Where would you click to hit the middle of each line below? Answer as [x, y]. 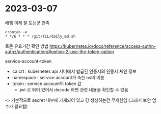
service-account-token [28, 61]
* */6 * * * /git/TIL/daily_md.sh [40, 36]
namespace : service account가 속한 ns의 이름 [58, 77]
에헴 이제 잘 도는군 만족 [27, 23]
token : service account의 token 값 [47, 84]
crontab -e [16, 32]
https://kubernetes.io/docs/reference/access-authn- [103, 46]
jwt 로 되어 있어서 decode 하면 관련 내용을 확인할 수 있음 [74, 89]
